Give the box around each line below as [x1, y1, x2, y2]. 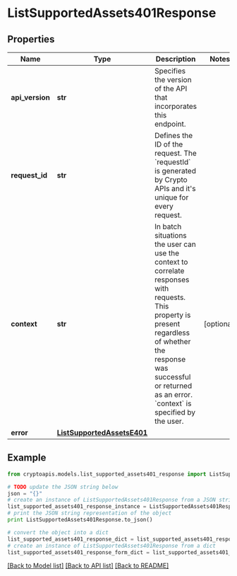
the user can [154, 239, 196, 249]
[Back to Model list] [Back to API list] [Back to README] [7, 561, 169, 570]
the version [154, 75, 192, 84]
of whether [154, 337, 191, 346]
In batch [154, 221, 182, 231]
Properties [7, 33, 55, 45]
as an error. [154, 390, 193, 399]
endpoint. [154, 119, 186, 129]
